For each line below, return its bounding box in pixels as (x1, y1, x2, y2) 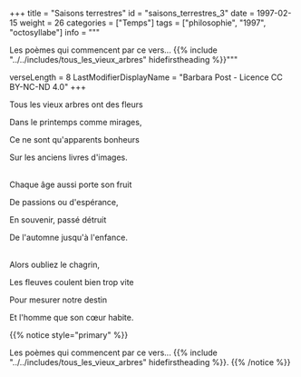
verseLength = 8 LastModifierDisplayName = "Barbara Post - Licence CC (9, 72, 284, 83)
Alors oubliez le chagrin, (9, 259, 101, 270)
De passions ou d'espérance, (9, 197, 119, 207)
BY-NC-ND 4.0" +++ (9, 82, 87, 92)
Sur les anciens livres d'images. (9, 152, 129, 163)
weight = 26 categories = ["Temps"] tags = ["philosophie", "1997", (19, 17, 267, 28)
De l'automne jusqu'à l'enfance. (9, 232, 129, 243)
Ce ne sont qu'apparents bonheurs (9, 134, 141, 144)
